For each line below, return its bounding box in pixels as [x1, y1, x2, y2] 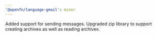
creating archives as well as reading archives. [5, 26, 100, 32]
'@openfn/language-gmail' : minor [5, 7, 76, 12]
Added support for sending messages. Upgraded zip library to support [5, 21, 152, 27]
